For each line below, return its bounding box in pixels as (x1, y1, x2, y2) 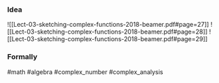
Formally (7, 52, 38, 62)
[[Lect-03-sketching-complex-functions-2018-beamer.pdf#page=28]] (7, 27, 208, 36)
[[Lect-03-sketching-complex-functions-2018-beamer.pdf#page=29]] (7, 35, 208, 43)
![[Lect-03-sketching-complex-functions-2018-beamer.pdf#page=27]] (7, 21, 209, 29)
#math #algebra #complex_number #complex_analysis (7, 67, 164, 76)
